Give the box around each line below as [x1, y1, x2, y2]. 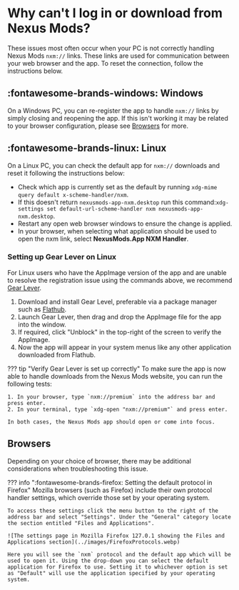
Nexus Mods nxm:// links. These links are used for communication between [7, 51, 230, 60]
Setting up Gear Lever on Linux [7, 252, 116, 262]
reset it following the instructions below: [7, 169, 125, 177]
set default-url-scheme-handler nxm [46, 205, 156, 212]
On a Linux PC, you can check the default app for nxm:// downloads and [7, 161, 220, 169]
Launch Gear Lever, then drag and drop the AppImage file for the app [17, 312, 222, 321]
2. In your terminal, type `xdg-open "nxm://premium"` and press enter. [7, 406, 228, 413]
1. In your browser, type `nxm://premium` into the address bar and [7, 393, 215, 401]
